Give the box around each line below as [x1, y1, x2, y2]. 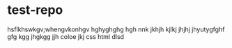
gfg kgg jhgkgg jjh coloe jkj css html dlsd [7, 32, 124, 40]
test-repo [7, 2, 63, 18]
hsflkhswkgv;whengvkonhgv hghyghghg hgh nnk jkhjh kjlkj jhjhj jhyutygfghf [7, 25, 225, 33]
